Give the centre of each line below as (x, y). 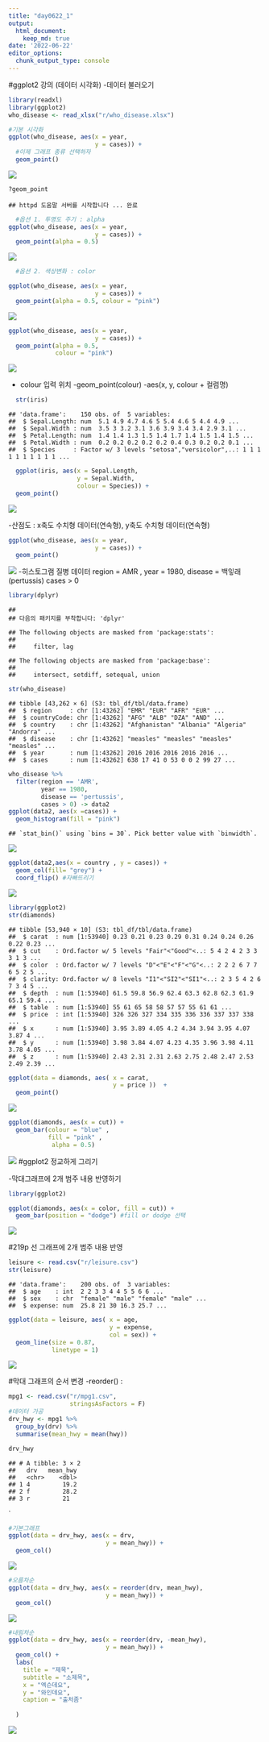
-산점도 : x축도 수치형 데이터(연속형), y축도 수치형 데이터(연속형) (110, 525)
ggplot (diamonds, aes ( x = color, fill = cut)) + (91, 1208)
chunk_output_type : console (63, 61)
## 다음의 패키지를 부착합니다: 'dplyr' (67, 619)
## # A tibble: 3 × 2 (45, 1463)
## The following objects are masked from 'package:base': (110, 661)
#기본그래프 (24, 1528)
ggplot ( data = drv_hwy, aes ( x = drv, (72, 1536)
